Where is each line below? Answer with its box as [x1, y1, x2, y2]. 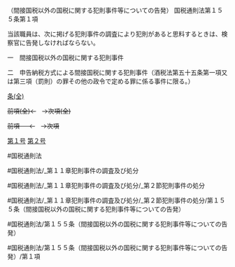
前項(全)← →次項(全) [7, 107, 71, 115]
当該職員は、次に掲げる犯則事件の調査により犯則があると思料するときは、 [7, 30, 222, 38]
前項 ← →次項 [7, 122, 59, 130]
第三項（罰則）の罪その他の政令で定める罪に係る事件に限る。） [13, 77, 194, 85]
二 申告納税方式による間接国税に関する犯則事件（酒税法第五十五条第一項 [7, 69, 222, 76]
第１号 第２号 [7, 137, 46, 145]
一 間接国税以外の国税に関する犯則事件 [7, 53, 124, 62]
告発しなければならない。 [25, 39, 99, 47]
